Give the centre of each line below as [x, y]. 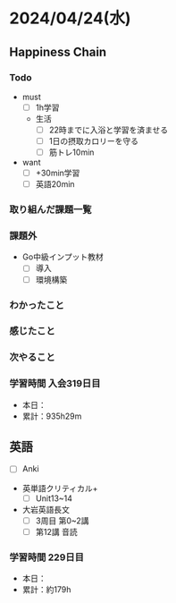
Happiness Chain [58, 51]
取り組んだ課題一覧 [50, 209]
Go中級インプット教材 [63, 257]
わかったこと [37, 305]
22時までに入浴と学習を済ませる [109, 130]
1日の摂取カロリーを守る [94, 141]
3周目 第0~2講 [62, 521]
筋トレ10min [71, 152]
